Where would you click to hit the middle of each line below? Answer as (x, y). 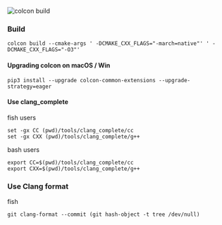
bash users (24, 149)
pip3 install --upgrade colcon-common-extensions (82, 80)
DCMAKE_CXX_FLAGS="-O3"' (44, 50)
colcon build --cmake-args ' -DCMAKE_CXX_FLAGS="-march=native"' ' (109, 44)
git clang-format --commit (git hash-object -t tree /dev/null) (104, 214)
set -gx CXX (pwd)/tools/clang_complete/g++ (74, 136)
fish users (22, 117)
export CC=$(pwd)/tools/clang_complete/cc (70, 162)
